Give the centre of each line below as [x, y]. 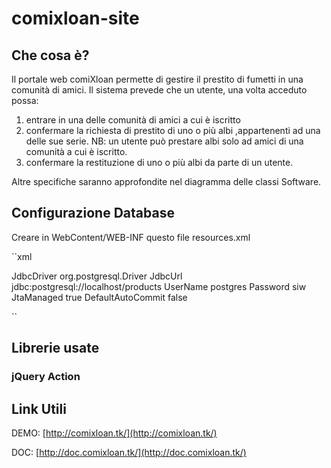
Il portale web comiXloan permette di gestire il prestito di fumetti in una [157, 79]
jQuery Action [46, 377]
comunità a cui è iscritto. [76, 151]
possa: [25, 100]
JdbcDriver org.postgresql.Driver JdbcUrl [97, 276]
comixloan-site [75, 18]
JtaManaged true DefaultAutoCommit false [99, 297]
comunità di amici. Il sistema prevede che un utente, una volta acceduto [159, 90]
